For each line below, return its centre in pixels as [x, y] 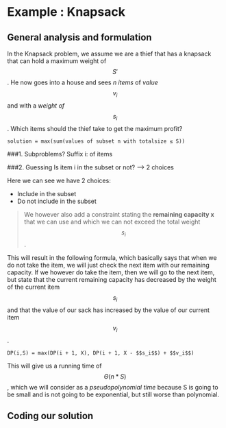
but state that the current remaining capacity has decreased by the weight [112, 280]
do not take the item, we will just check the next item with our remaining [109, 265]
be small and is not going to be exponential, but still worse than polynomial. [113, 394]
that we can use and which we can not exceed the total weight [112, 222]
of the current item [34, 287]
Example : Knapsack [66, 12]
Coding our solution [50, 416]
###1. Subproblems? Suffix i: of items [60, 154]
